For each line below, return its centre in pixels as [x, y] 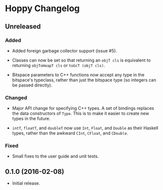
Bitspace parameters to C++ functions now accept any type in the [78, 75]
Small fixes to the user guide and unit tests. [55, 156]
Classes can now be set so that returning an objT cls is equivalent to [81, 60]
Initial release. [26, 183]
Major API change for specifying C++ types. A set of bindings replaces [83, 108]
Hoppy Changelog [43, 9]
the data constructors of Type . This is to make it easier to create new [81, 113]
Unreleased [23, 26]
